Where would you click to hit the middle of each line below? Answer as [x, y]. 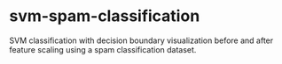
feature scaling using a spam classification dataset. [103, 49]
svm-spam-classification [105, 16]
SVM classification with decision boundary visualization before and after [141, 40]
